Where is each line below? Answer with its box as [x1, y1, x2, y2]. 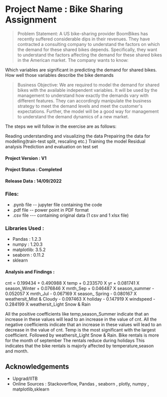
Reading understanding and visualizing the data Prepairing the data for [5, 133, 151, 139]
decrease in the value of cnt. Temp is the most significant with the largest [5, 327, 156, 333]
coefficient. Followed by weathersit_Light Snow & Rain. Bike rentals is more [5, 332, 160, 338]
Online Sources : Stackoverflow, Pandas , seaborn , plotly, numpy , [12, 381, 149, 387]
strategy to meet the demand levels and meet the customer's [17, 103, 143, 109]
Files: [5, 190, 19, 197]
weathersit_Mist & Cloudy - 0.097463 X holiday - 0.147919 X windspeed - [5, 296, 156, 302]
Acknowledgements [5, 362, 69, 371]
